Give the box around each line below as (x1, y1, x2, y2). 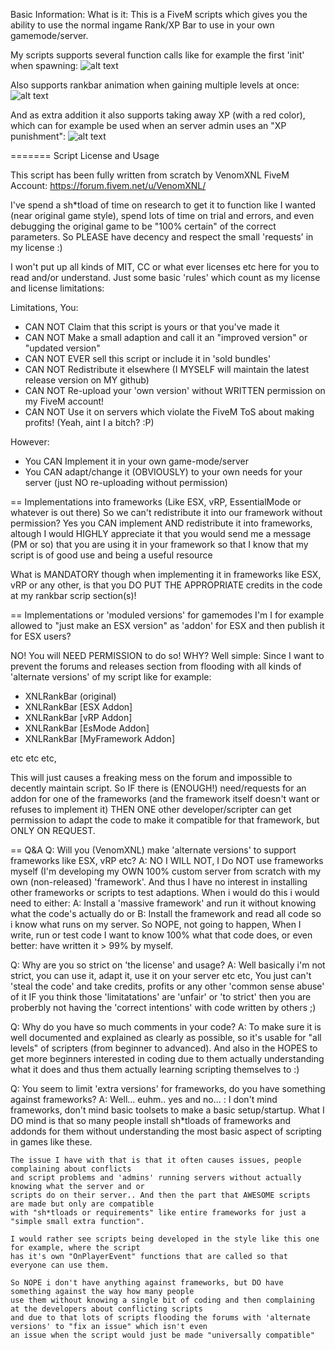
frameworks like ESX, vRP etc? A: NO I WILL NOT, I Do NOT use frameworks (10, 855, 324, 866)
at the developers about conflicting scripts (10, 1304, 203, 1314)
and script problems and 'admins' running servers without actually (10, 1173, 302, 1183)
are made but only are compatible (10, 1199, 155, 1209)
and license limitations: (10, 282, 105, 294)
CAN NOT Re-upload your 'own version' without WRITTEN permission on (24, 385, 326, 396)
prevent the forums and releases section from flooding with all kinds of (10, 660, 302, 672)
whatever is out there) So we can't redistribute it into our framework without (10, 507, 323, 518)
